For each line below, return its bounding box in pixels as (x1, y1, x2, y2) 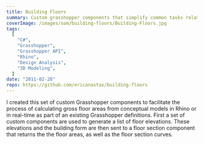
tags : (6, 25, 20, 32)
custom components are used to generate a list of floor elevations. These (6, 118, 190, 125)
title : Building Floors (6, 8, 67, 15)
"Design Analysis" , (17, 59, 67, 65)
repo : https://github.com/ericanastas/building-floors (6, 82, 148, 88)
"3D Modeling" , (17, 65, 56, 71)
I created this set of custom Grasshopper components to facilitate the (6, 99, 180, 106)
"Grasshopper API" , (17, 48, 67, 54)
